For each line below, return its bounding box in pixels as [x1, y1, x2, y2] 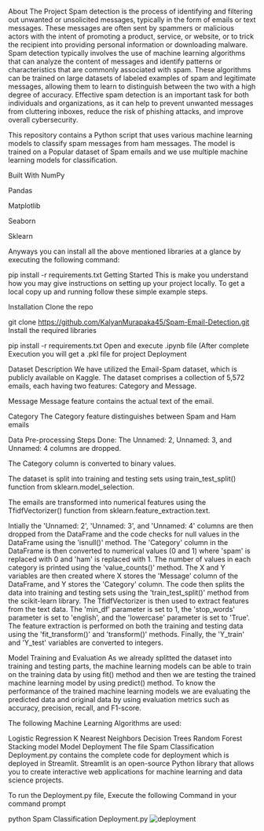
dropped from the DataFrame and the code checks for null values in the [8, 529, 240, 539]
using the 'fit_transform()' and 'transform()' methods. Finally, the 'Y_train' [8, 630, 245, 639]
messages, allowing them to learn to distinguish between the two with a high [8, 82, 256, 91]
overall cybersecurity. [8, 115, 79, 124]
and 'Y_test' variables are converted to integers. [8, 638, 163, 647]
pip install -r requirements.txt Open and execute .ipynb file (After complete [8, 341, 250, 350]
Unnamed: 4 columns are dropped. [8, 444, 122, 452]
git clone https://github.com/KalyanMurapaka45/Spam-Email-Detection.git [8, 317, 250, 327]
